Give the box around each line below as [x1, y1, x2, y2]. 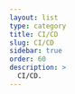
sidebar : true [9, 47, 63, 56]
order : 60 [9, 55, 47, 64]
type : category [9, 21, 67, 30]
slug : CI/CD [9, 38, 54, 47]
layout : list [9, 13, 59, 22]
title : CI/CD [9, 30, 59, 38]
